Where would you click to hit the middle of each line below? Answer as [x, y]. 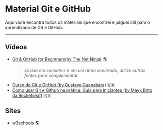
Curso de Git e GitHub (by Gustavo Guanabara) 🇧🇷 [63, 85]
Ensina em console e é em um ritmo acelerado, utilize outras [85, 70]
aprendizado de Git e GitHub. [34, 27]
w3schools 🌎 [26, 123]
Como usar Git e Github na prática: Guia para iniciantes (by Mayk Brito [82, 90]
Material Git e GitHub [48, 9]
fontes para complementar [51, 75]
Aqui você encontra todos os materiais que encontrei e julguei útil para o [78, 22]
